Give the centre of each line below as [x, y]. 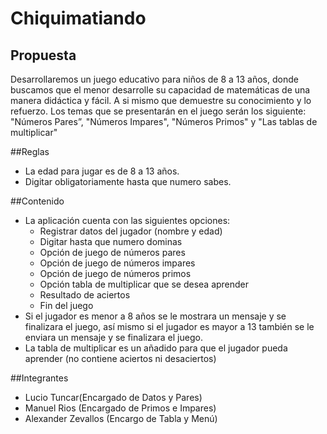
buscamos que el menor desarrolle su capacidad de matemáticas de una [160, 90]
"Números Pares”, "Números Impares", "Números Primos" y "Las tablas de [164, 121]
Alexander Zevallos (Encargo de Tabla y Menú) [121, 418]
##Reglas [30, 151]
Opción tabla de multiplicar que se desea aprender [144, 284]
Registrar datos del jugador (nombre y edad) [131, 231]
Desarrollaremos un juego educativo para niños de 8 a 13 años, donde [154, 79]
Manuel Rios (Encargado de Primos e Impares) [120, 408]
